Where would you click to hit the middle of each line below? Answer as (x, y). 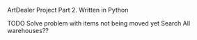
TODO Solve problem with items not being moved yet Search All (99, 23)
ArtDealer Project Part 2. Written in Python (68, 10)
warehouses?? (28, 31)
